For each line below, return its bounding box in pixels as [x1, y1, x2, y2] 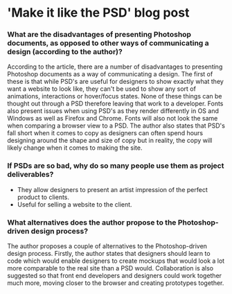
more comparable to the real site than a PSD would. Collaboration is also [7, 264, 213, 273]
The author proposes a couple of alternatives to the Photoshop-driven [7, 242, 208, 250]
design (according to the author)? [7, 47, 123, 57]
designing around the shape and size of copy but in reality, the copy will [7, 137, 213, 145]
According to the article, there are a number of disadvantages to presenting [7, 62, 223, 71]
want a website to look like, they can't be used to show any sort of [7, 85, 196, 93]
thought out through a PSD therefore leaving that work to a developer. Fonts [7, 99, 224, 108]
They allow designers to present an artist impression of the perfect [17, 185, 208, 193]
